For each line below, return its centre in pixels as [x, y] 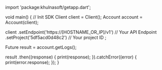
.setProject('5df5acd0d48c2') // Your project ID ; [56, 38]
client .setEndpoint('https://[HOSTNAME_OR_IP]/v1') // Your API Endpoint [81, 32]
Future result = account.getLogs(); [41, 47]
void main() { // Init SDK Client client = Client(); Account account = [74, 17]
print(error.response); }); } [32, 62]
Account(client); [22, 22]
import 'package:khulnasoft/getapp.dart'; [48, 7]
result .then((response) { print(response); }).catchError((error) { [71, 57]
